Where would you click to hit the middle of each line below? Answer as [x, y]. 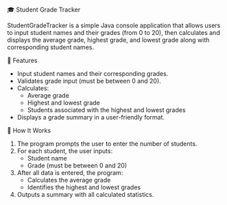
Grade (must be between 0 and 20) [77, 165]
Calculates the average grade [69, 180]
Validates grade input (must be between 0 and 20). [89, 81]
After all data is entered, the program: [70, 173]
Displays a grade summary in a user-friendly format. [91, 117]
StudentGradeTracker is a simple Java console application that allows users [114, 25]
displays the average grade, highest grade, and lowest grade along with [108, 40]
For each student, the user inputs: [65, 151]
